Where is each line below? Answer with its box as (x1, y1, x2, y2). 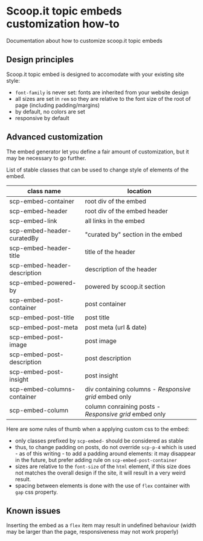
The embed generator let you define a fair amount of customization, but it (6, 148, 189, 155)
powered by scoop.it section (85, 282, 166, 290)
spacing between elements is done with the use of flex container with (14, 482, 190, 489)
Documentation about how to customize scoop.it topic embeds (6, 37, 163, 44)
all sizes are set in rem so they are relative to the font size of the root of (14, 95, 192, 102)
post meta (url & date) (85, 323, 147, 331)
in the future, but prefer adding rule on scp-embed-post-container (14, 456, 177, 463)
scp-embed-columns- (9, 385, 76, 393)
